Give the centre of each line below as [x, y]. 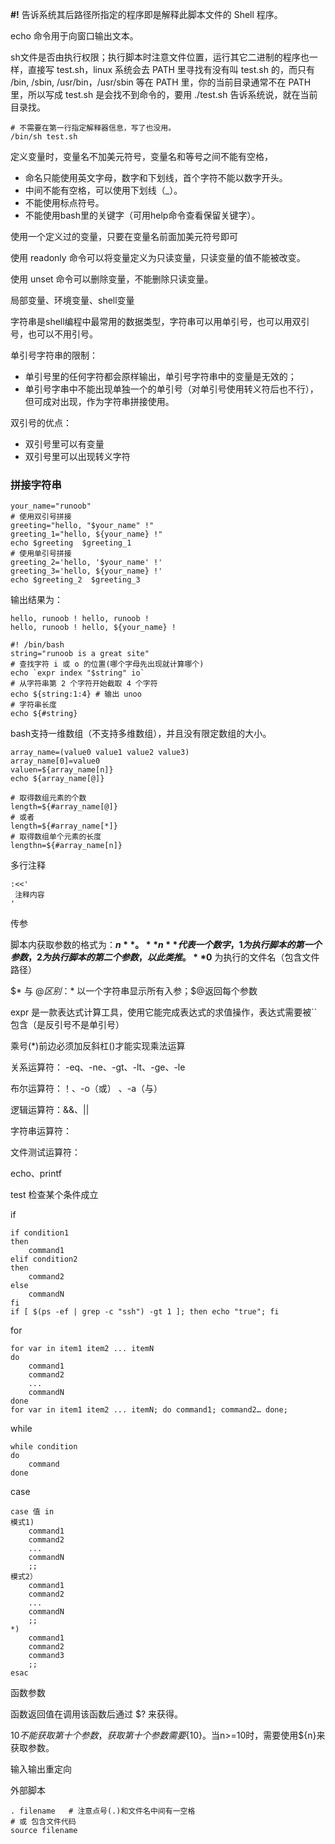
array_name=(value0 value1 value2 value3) [100, 753]
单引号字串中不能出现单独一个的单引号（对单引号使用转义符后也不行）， [171, 389]
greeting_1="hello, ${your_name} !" [86, 534]
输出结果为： [36, 600]
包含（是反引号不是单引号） [67, 1025]
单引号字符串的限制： [54, 355]
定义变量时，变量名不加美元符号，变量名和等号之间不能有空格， [141, 156]
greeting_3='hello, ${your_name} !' [86, 571]
